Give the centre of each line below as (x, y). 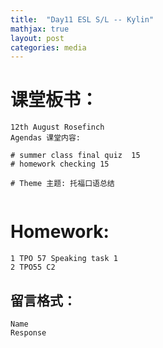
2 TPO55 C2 (33, 267)
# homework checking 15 (60, 164)
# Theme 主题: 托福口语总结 (62, 184)
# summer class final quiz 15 (75, 156)
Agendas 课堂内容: (45, 138)
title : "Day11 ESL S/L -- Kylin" (82, 19)
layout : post (37, 38)
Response (28, 332)
